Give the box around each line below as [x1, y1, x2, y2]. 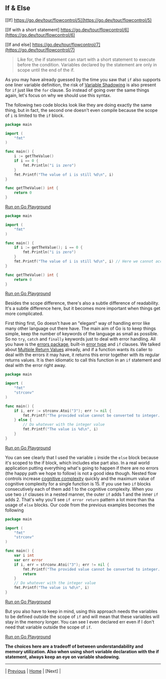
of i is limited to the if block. [5, 112, 64, 118]
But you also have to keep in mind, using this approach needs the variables [5, 608, 158, 614]
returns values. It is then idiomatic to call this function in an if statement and [5, 357, 161, 363]
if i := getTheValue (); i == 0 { [14, 245, 83, 250]
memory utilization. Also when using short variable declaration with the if [5, 648, 159, 654]
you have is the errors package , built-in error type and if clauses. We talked [5, 341, 161, 347]
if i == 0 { [14, 158, 39, 163]
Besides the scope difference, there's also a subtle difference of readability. [5, 300, 160, 306]
